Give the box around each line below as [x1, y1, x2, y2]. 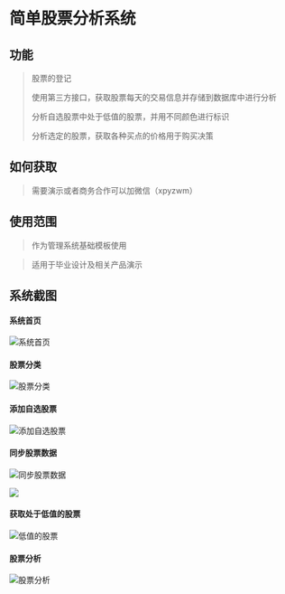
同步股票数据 [9, 448, 57, 458]
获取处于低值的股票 [9, 508, 81, 520]
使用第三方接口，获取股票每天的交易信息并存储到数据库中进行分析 [31, 92, 277, 102]
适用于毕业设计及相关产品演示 [31, 259, 142, 269]
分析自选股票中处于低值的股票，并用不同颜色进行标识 [31, 111, 230, 122]
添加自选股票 [9, 403, 57, 414]
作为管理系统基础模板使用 [31, 240, 127, 250]
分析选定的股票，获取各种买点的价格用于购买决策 [31, 130, 214, 141]
